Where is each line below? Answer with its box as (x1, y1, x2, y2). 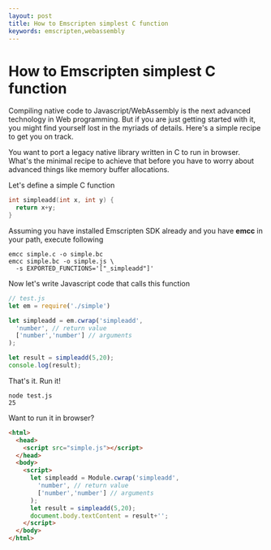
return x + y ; (15, 204, 57, 212)
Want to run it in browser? (8, 413, 95, 423)
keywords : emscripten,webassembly (8, 27, 126, 35)
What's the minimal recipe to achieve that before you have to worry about (8, 156, 254, 166)
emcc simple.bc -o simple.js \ (8, 257, 114, 265)
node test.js (8, 391, 53, 400)
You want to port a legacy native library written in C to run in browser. (8, 148, 241, 157)
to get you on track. (8, 131, 75, 142)
